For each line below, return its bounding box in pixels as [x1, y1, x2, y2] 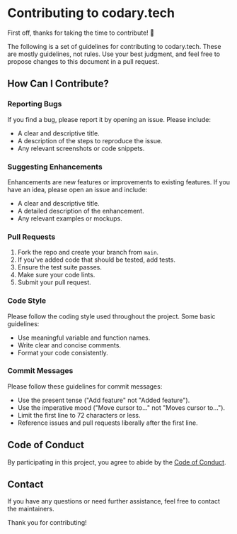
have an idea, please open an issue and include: [7, 185, 148, 194]
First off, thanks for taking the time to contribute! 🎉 [7, 28, 154, 37]
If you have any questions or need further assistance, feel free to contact [7, 497, 221, 506]
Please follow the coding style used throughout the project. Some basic [7, 312, 216, 321]
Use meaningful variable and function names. [17, 333, 151, 342]
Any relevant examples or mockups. [17, 214, 122, 223]
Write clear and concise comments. [17, 340, 122, 349]
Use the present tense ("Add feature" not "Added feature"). [17, 396, 190, 404]
